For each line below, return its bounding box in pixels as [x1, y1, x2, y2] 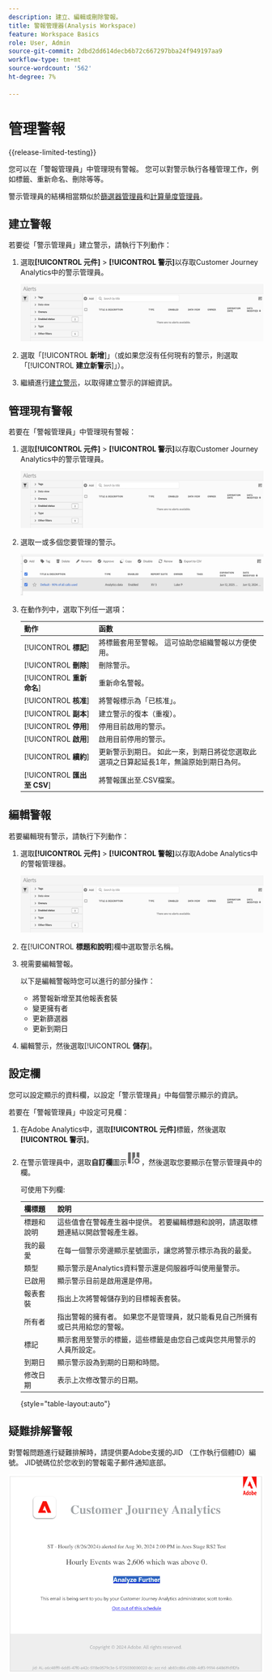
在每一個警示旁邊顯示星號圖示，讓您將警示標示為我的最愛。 [57, 1245, 257, 1255]
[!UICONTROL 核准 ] [23, 696, 90, 706]
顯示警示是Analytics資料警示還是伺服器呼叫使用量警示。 [57, 1263, 244, 1273]
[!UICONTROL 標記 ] [23, 642, 90, 652]
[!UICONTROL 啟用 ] [23, 734, 90, 744]
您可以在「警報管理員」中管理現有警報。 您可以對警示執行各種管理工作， [8, 164, 252, 173]
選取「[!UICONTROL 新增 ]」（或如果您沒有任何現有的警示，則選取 [19, 351, 239, 360]
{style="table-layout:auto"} [19, 1398, 111, 1409]
